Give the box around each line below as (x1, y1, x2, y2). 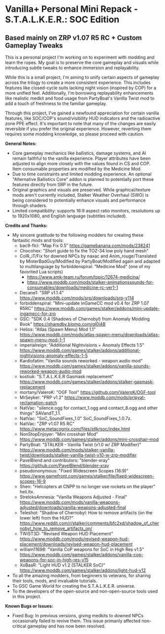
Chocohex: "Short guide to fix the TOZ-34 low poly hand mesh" (19, 248, 149, 253)
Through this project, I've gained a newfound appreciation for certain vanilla (5, 110, 159, 116)
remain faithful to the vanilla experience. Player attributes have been (12, 155, 151, 161)
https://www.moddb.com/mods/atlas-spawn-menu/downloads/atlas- (19, 332, 160, 337)
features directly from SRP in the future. (12, 181, 93, 187)
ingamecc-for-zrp (19, 311, 56, 317)
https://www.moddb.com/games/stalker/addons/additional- (19, 348, 141, 353)
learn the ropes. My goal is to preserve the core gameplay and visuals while (5, 60, 159, 65)
